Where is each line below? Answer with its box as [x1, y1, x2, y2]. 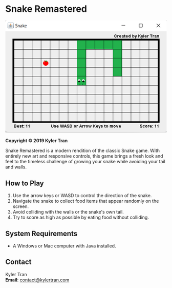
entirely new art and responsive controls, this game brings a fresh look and [5, 153, 163, 159]
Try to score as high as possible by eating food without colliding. [12, 214, 149, 221]
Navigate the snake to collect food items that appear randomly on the [12, 198, 159, 204]
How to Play [5, 179, 45, 187]
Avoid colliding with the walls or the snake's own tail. [12, 209, 124, 215]
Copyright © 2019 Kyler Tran [5, 138, 68, 144]
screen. [12, 203, 29, 209]
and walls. [5, 164, 27, 170]
